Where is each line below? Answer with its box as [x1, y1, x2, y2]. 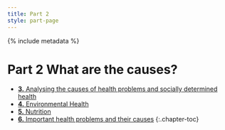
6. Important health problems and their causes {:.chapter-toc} [17, 115, 199, 124]
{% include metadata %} [7, 36, 80, 45]
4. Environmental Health [17, 100, 89, 109]
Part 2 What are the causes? [7, 61, 178, 77]
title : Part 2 [7, 10, 50, 18]
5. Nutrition [17, 107, 51, 116]
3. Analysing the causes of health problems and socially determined [17, 85, 218, 93]
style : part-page [7, 17, 59, 24]
